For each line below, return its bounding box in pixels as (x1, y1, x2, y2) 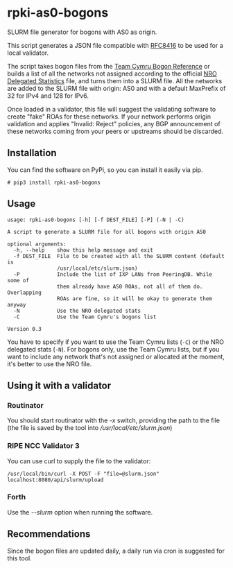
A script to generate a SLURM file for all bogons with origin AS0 (7, 228, 207, 235)
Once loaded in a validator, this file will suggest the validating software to (7, 105, 216, 113)
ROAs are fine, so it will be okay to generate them (56, 295, 213, 302)
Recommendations (7, 528, 91, 540)
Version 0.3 (7, 325, 42, 332)
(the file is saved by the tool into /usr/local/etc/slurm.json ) (7, 424, 173, 432)
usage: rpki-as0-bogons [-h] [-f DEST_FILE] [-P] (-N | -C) (7, 216, 185, 223)
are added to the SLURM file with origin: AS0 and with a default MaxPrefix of (7, 84, 226, 92)
